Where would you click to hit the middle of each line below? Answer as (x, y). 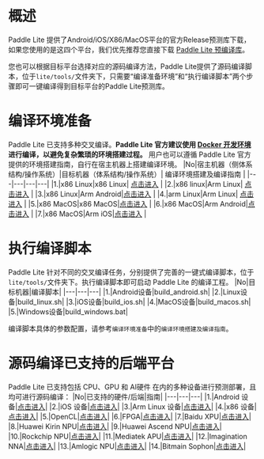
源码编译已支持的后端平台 (92, 363)
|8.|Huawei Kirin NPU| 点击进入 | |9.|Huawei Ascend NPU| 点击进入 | (115, 426)
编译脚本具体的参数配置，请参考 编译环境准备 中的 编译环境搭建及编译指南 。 (121, 328)
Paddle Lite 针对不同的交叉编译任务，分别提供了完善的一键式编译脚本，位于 (131, 272)
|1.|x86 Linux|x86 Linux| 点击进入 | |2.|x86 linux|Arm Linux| (147, 184)
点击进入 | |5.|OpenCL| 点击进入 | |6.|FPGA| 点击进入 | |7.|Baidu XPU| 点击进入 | (130, 416)
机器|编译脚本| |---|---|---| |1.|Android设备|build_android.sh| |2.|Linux (128, 292)
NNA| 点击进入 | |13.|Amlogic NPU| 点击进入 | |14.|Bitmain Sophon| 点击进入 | (127, 446)
